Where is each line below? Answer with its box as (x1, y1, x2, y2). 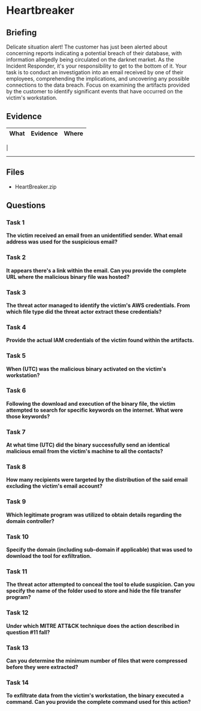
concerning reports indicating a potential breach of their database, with (6, 50, 182, 57)
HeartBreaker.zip (14, 183, 57, 190)
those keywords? (6, 412, 50, 420)
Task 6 (6, 387, 26, 395)
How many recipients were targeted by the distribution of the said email (6, 476, 188, 484)
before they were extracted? (6, 663, 79, 670)
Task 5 (6, 351, 26, 360)
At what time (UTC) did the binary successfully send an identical (6, 441, 170, 449)
